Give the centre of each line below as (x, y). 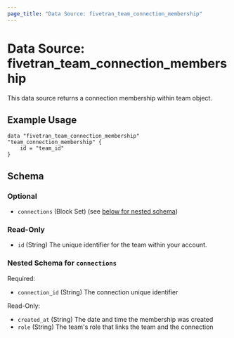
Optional (22, 196)
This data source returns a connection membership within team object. (110, 98)
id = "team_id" (42, 148)
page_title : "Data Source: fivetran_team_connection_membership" (105, 14)
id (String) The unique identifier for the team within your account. (112, 245)
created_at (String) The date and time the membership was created (115, 319)
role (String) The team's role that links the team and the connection (115, 327)
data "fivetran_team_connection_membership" (73, 136)
